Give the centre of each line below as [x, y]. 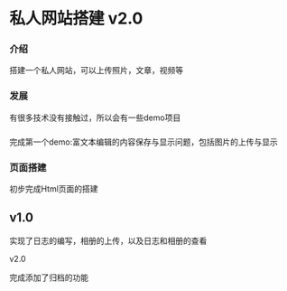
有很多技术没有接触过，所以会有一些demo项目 [95, 117]
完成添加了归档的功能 [49, 277]
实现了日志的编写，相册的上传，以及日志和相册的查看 [108, 240]
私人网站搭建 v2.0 [76, 19]
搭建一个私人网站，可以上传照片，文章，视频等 [96, 70]
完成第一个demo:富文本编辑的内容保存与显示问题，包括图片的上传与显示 [143, 142]
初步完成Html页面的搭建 [54, 189]
